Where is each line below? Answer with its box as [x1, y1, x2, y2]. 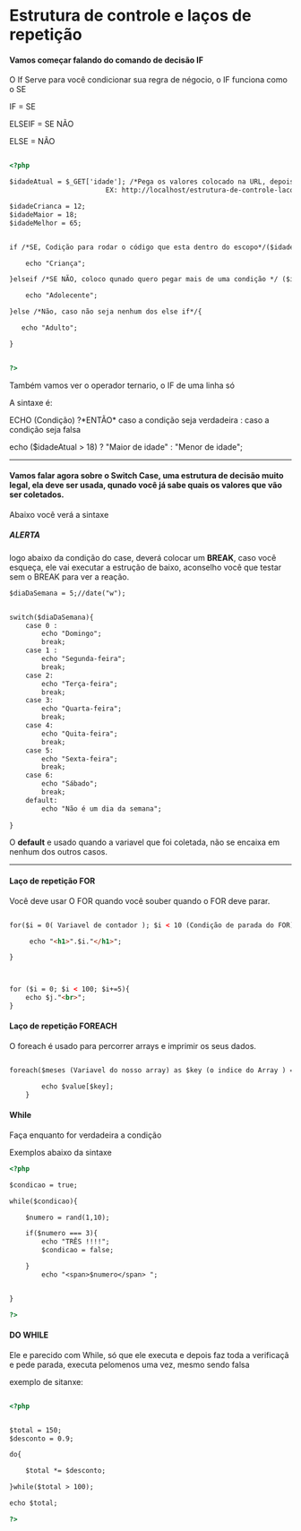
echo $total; [9, 1499, 58, 1508]
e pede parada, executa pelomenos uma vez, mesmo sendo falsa [9, 1359, 250, 1370]
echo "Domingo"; [41, 629, 102, 639]
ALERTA [9, 529, 40, 540]
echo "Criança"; [25, 259, 87, 268]
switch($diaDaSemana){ [9, 613, 94, 622]
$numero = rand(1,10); [25, 1213, 110, 1222]
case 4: [25, 721, 54, 730]
